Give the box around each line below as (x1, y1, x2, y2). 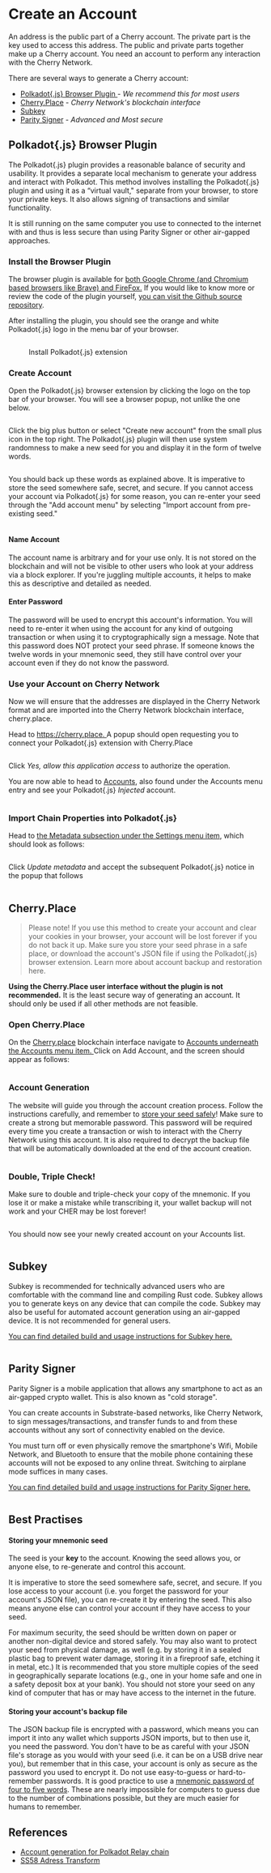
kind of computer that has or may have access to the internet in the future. (8, 1688, 256, 1698)
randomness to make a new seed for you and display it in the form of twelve (8, 443, 261, 453)
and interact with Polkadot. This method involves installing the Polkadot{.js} (8, 177, 260, 186)
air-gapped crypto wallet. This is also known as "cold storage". (8, 1392, 218, 1402)
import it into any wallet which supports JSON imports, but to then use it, (8, 1733, 251, 1743)
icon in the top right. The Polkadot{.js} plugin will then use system (8, 434, 228, 444)
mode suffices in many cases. (8, 1466, 108, 1476)
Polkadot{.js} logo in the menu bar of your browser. (8, 325, 180, 335)
